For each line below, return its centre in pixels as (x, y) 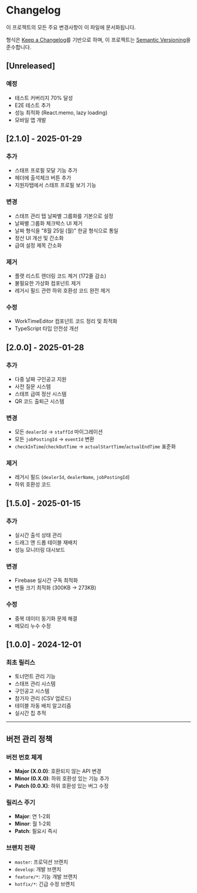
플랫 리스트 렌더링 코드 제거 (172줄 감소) (60, 276)
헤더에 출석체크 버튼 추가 (43, 178)
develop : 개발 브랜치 (38, 869)
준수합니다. (19, 47)
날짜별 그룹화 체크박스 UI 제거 (49, 223)
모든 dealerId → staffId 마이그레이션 (59, 432)
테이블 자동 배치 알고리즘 (43, 706)
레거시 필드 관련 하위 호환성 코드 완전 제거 (62, 290)
